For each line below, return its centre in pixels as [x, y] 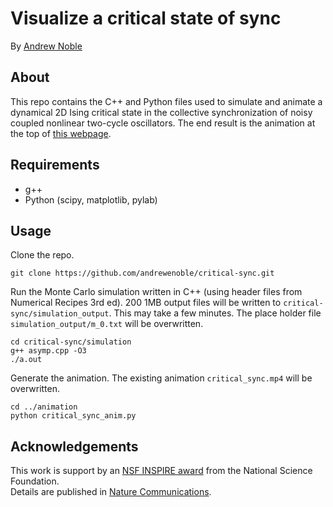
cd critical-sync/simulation [71, 342]
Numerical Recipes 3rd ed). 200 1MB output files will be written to [146, 303]
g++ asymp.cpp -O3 [48, 351]
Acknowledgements [74, 446]
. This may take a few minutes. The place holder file [215, 313]
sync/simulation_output [60, 314]
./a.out [26, 360]
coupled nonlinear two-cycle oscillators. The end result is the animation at [163, 123]
